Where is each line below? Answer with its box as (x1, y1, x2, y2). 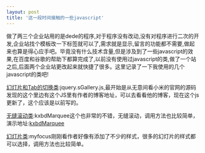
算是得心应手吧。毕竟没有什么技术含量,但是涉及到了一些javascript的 (17, 47, 188, 55)
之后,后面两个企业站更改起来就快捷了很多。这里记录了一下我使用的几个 (6, 62, 185, 70)
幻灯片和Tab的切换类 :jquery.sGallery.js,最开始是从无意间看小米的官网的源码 (6, 83, 196, 91)
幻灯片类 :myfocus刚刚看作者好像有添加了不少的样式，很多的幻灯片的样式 (6, 132, 191, 140)
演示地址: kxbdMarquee (6, 119, 65, 127)
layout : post (6, 9, 40, 15)
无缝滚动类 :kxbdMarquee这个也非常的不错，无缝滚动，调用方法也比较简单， (6, 111, 199, 119)
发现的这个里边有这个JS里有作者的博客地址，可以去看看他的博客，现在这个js (6, 91, 199, 99)
